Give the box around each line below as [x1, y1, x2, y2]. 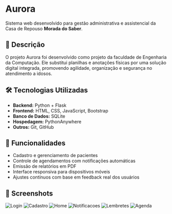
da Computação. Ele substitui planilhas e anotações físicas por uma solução [5, 60, 167, 66]
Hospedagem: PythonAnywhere [12, 119, 82, 125]
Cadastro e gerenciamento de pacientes [12, 152, 98, 159]
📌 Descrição [5, 41, 45, 49]
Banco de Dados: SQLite [12, 113, 66, 119]
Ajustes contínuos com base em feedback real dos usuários [12, 174, 140, 180]
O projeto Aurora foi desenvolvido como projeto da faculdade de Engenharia [5, 54, 167, 60]
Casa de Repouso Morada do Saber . [5, 25, 83, 31]
